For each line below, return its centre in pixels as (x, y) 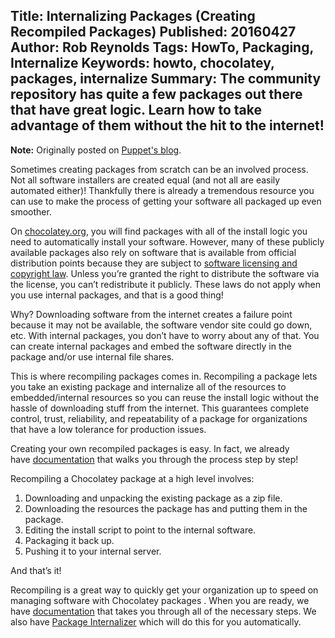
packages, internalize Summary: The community (166, 79)
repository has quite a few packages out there (156, 94)
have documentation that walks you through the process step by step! (154, 459)
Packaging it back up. (69, 540)
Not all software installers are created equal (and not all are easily (145, 180)
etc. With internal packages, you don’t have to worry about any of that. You (165, 335)
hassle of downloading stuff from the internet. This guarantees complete (160, 408)
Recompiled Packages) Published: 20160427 (153, 32)
